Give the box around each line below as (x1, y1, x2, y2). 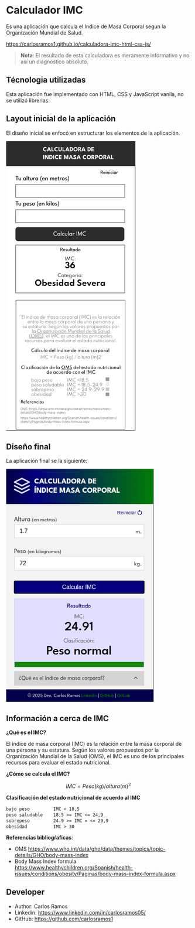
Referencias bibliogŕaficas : (6, 834, 73, 841)
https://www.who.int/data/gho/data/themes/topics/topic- (28, 845, 166, 852)
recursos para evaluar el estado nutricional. (6, 759, 111, 766)
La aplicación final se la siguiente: (6, 458, 88, 465)
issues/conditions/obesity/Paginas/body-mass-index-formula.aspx (14, 870, 176, 877)
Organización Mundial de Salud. (6, 29, 83, 36)
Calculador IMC (6, 4, 83, 17)
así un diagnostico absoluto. (20, 58, 89, 65)
